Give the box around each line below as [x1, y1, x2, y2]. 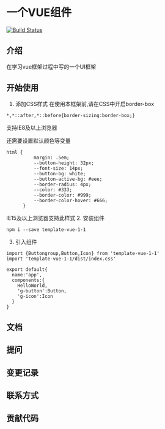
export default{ [6, 266, 48, 273]
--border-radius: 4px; [33, 181, 92, 188]
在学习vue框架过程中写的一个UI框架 [6, 63, 97, 70]
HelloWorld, [17, 283, 48, 289]
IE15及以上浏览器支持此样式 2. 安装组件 [6, 214, 105, 221]
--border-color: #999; [33, 192, 92, 198]
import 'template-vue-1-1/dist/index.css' [6, 256, 116, 262]
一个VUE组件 [6, 6, 72, 20]
